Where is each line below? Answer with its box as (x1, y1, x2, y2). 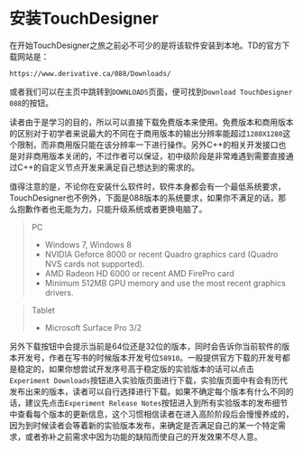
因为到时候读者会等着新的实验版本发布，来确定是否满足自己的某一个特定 (9, 419, 278, 430)
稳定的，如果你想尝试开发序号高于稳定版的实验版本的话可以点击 (16, 363, 254, 374)
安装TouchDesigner (9, 8, 160, 29)
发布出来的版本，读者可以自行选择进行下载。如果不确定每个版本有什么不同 (9, 386, 286, 397)
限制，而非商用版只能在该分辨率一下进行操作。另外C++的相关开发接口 (16, 139, 279, 150)
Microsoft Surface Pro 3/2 (44, 322, 142, 333)
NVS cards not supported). (44, 258, 145, 269)
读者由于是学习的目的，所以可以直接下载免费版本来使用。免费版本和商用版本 (9, 117, 294, 127)
